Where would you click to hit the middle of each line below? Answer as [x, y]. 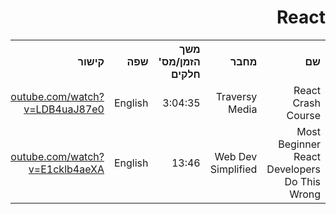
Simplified [233, 169]
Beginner [299, 144]
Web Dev [236, 156]
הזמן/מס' [179, 61]
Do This [302, 181]
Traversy [236, 96]
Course [303, 115]
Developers [293, 169]
